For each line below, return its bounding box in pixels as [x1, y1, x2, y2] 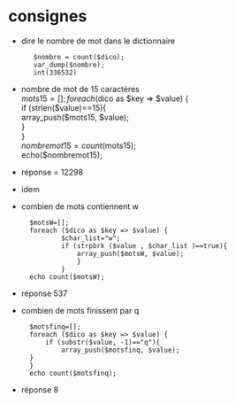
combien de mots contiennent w [20, 201, 139, 212]
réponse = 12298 [20, 167, 84, 177]
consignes [8, 6, 88, 27]
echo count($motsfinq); [29, 369, 117, 377]
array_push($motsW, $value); [77, 249, 185, 258]
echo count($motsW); [29, 272, 105, 281]
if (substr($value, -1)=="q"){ [44, 338, 161, 346]
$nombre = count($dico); [33, 52, 125, 61]
